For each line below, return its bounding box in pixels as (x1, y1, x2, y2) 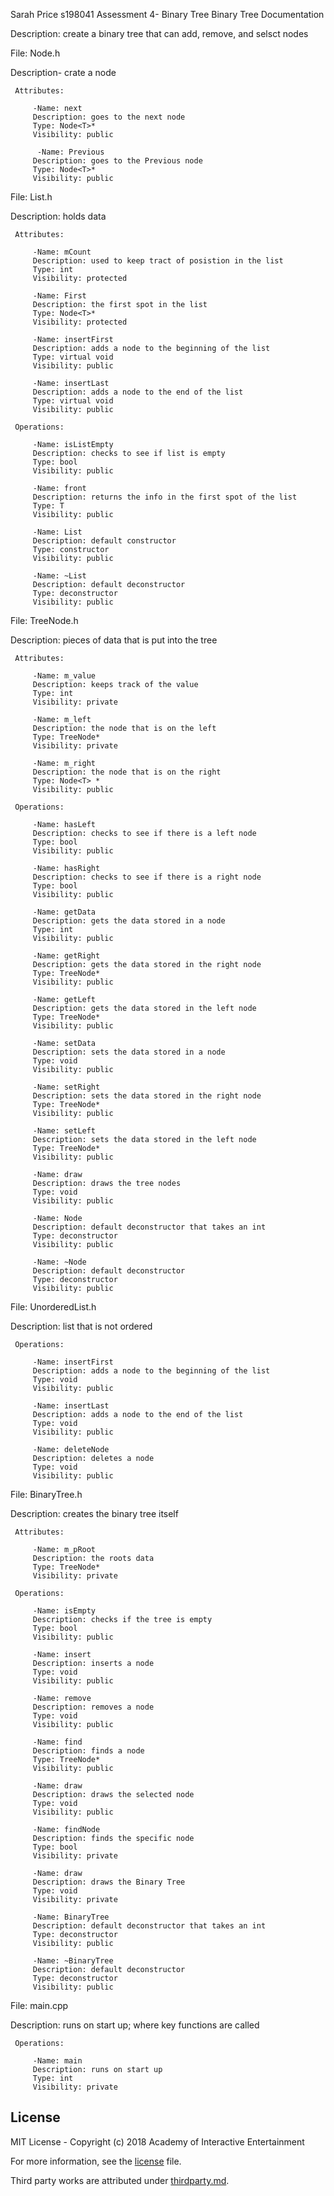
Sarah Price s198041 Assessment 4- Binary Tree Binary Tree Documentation (10, 9, 325, 20)
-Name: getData (32, 907, 97, 917)
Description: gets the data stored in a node (32, 916, 226, 926)
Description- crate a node (10, 67, 117, 78)
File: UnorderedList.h (10, 1301, 97, 1313)
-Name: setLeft (32, 1126, 97, 1136)
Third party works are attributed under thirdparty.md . (10, 2174, 230, 2186)
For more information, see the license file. (10, 2155, 182, 2167)
